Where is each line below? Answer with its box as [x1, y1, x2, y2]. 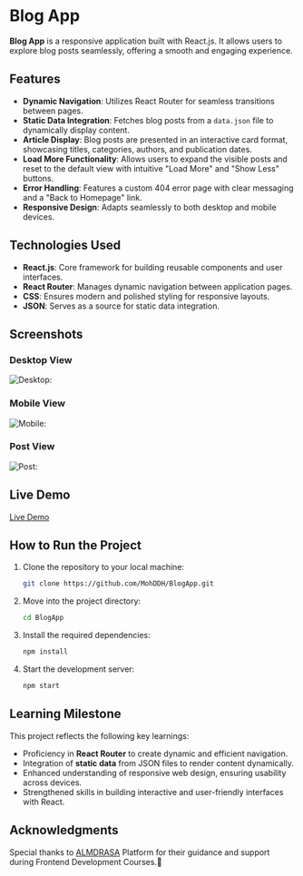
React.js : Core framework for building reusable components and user [22, 261, 283, 272]
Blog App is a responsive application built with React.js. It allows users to [9, 35, 283, 46]
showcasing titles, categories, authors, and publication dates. [22, 143, 252, 154]
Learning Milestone [9, 706, 122, 722]
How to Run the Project [9, 537, 142, 554]
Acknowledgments [9, 822, 120, 838]
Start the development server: [22, 664, 135, 674]
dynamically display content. [22, 124, 130, 135]
